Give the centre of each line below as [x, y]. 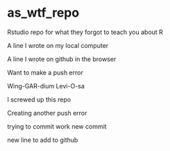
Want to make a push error [45, 72]
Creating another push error [47, 113]
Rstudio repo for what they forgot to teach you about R [85, 32]
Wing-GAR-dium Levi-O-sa [46, 86]
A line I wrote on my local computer [58, 45]
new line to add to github [43, 140]
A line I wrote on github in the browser [62, 59]
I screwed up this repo [39, 100]
